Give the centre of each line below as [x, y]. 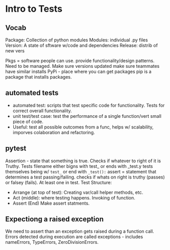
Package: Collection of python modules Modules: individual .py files [77, 40]
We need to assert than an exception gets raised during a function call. [80, 231]
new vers [15, 51]
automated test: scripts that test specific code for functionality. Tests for [89, 105]
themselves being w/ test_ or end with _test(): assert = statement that [81, 171]
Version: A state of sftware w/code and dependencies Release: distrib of [82, 45]
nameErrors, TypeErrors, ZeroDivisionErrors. [52, 242]
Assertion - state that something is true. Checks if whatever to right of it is [83, 161]
